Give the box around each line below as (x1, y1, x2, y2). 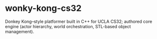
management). (5, 29, 34, 34)
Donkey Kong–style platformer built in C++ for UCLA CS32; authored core (5, 19, 153, 24)
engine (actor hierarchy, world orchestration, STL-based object (5, 23, 131, 29)
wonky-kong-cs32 (5, 3, 82, 14)
